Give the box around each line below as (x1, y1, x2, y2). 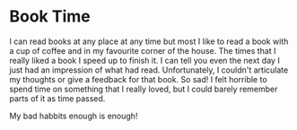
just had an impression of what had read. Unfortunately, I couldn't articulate (9, 65, 289, 75)
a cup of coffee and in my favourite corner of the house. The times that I (9, 45, 276, 56)
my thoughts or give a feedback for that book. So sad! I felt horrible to (9, 74, 267, 84)
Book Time (9, 6, 92, 27)
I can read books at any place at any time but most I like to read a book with (9, 36, 289, 47)
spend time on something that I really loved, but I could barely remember (9, 83, 278, 94)
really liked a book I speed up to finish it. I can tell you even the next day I (9, 55, 280, 65)
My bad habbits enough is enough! (9, 110, 138, 121)
